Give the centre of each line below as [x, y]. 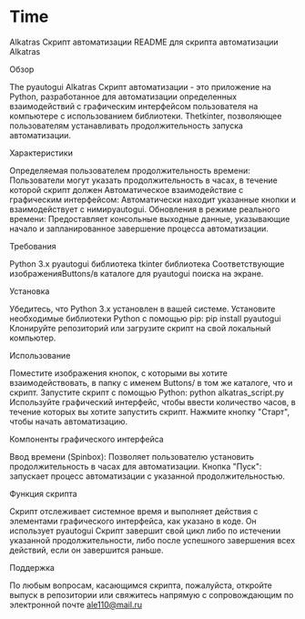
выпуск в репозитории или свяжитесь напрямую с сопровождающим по [152, 594]
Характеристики [41, 153]
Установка [30, 291]
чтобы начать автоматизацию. [69, 421]
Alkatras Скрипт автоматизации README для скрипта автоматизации [144, 42]
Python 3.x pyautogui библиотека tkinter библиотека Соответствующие [147, 264]
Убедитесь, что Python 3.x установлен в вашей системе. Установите [142, 309]
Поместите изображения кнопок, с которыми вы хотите [118, 373]
